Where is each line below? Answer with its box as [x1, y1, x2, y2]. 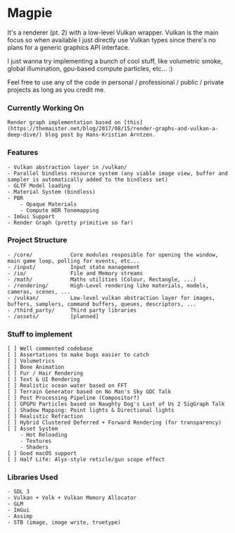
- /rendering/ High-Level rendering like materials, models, [7, 282, 210, 289]
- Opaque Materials [20, 201, 77, 208]
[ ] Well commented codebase [7, 345, 93, 353]
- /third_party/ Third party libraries [7, 306, 137, 314]
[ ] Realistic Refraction [7, 413, 83, 420]
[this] [123, 119, 143, 126]
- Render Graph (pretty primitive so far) [7, 219, 134, 226]
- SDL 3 [7, 488, 30, 496]
